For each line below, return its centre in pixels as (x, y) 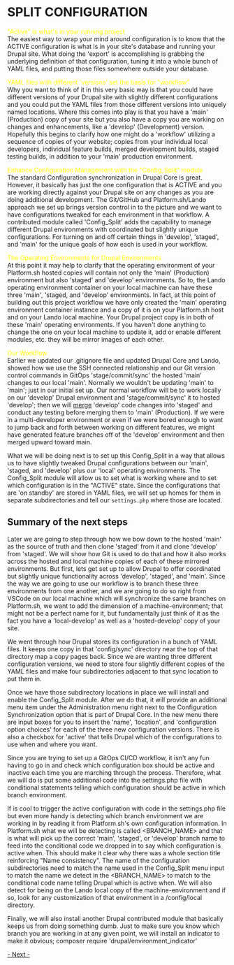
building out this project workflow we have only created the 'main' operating (117, 302)
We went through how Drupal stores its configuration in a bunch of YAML (112, 641)
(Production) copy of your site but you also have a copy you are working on (116, 119)
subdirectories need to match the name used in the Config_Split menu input (116, 868)
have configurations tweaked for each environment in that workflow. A (108, 215)
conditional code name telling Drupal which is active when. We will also (110, 883)
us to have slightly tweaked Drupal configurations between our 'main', (108, 463)
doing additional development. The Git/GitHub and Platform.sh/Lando (107, 199)
